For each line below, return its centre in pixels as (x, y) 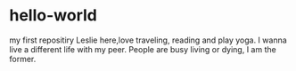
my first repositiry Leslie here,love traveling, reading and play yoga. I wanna (148, 40)
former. (23, 59)
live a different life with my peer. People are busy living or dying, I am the (143, 49)
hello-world (53, 16)
